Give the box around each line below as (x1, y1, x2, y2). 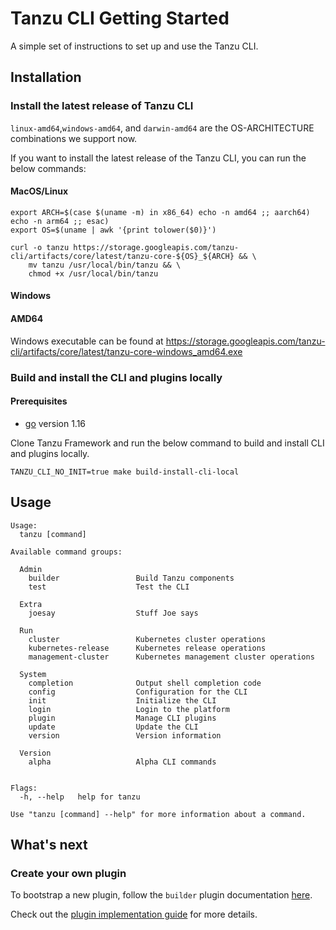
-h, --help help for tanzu (19, 792, 141, 802)
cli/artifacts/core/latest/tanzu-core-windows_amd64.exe (10, 345, 243, 357)
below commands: (10, 162, 87, 174)
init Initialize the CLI (28, 695, 217, 706)
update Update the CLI (28, 722, 199, 732)
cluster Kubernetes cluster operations (28, 634, 267, 644)
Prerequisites (10, 395, 68, 407)
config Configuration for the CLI (28, 687, 248, 697)
